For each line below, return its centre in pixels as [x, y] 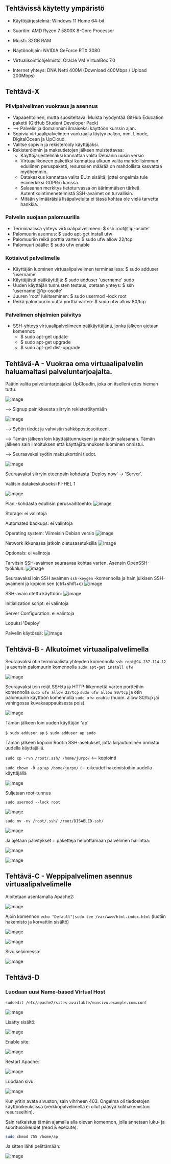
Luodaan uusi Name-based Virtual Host [55, 992]
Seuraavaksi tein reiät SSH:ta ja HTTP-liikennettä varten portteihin [75, 687]
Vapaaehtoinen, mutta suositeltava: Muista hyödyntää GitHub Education [88, 117]
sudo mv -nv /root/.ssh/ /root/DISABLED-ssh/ [54, 821]
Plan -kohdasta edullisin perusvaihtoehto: [49, 504]
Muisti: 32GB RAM [32, 40]
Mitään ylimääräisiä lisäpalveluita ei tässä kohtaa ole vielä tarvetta [89, 199]
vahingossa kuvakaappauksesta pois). [45, 703]
